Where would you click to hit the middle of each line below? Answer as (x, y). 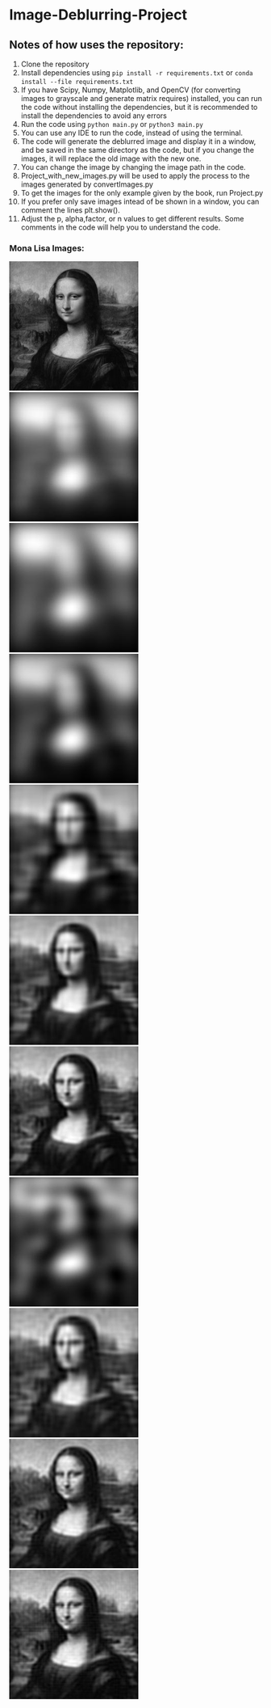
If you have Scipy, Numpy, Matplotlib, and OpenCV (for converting (131, 90)
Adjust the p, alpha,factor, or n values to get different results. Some (132, 219)
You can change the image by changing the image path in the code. (133, 167)
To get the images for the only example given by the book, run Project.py (142, 193)
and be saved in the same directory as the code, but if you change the (138, 150)
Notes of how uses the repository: (96, 45)
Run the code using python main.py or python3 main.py (112, 124)
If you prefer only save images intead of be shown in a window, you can (140, 201)
